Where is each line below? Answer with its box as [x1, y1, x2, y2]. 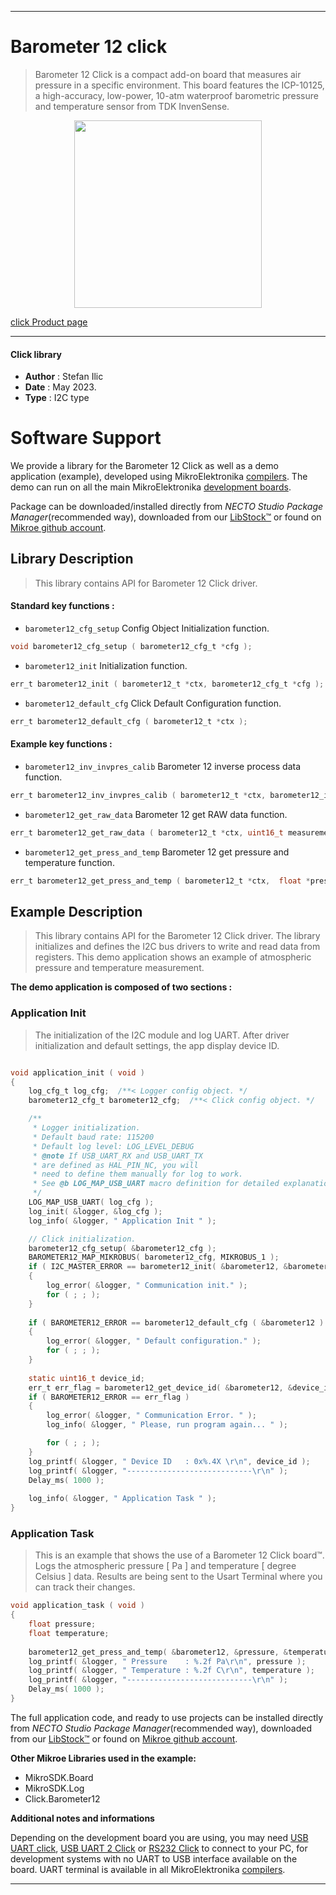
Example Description [10, 903, 143, 920]
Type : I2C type [24, 392, 90, 404]
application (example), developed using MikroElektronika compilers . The [10, 471, 308, 483]
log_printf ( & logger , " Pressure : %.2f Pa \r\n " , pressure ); [28, 1656, 307, 1666]
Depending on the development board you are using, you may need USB [10, 1831, 309, 1843]
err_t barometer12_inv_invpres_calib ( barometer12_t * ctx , [10, 790, 267, 800]
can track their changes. [34, 1581, 136, 1593]
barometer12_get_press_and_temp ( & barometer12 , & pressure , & [28, 1647, 288, 1657]
